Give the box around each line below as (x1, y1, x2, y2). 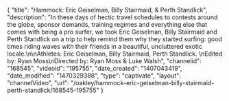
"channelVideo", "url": (7, 79, 70, 87)
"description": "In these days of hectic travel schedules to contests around (7, 13, 218, 21)
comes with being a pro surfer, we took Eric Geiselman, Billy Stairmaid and (7, 27, 217, 36)
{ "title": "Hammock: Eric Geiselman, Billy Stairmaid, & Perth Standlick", (7, 6, 208, 14)
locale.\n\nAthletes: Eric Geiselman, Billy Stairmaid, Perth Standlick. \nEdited (7, 49, 223, 58)
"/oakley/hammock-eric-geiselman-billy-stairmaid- (71, 79, 215, 87)
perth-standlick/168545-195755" (7, 86, 99, 94)
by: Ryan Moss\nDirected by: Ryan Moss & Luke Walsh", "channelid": (7, 57, 202, 65)
